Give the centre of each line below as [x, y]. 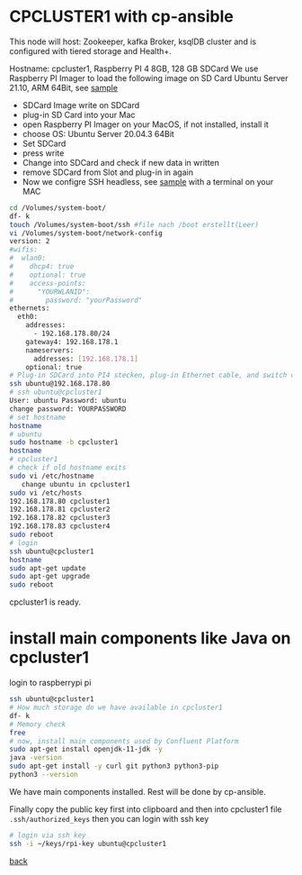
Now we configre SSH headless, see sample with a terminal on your [148, 181]
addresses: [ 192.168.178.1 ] [86, 359]
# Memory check [38, 724]
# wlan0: [28, 259]
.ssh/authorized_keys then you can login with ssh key [109, 818]
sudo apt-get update [48, 568]
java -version [36, 758]
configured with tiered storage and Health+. [91, 50]
